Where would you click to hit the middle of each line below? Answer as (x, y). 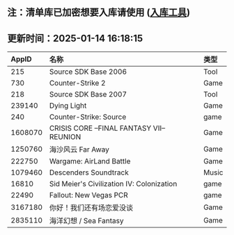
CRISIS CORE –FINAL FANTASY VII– (107, 129)
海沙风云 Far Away (79, 149)
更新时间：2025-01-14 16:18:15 (75, 38)
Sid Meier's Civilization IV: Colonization (113, 184)
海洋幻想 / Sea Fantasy (86, 221)
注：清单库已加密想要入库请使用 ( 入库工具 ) (99, 13)
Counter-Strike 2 (77, 83)
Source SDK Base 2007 (88, 95)
